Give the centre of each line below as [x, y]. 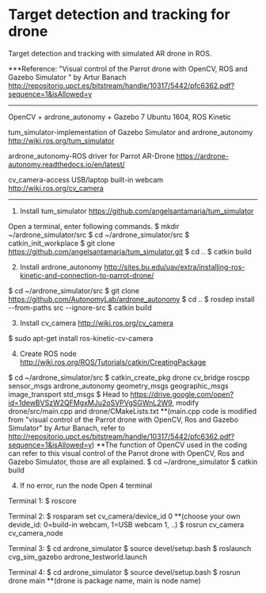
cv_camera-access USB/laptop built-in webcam [86, 179]
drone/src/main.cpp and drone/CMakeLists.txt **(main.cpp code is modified [133, 411]
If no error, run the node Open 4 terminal [86, 485]
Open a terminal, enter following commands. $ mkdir [94, 226]
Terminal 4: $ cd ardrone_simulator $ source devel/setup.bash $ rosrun [125, 572]
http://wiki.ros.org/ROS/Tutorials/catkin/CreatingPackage [113, 362]
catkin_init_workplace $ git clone [62, 243]
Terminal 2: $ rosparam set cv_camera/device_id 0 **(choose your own [124, 516]
